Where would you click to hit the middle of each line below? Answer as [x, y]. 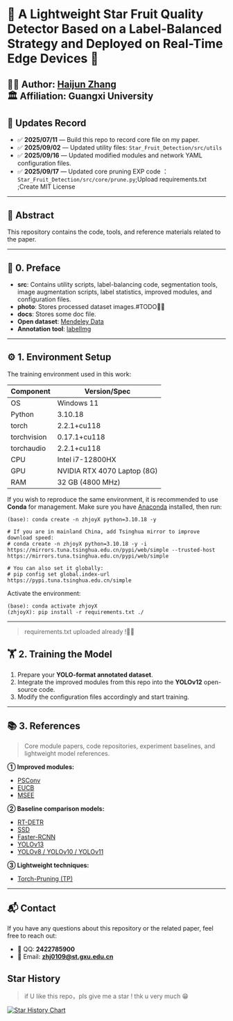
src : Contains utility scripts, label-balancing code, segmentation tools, [118, 285]
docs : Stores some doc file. [57, 314]
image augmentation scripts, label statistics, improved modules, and [114, 292]
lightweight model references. [67, 754]
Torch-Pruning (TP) [45, 879]
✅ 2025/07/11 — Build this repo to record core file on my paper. [108, 140]
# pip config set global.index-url [59, 574]
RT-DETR [30, 822]
